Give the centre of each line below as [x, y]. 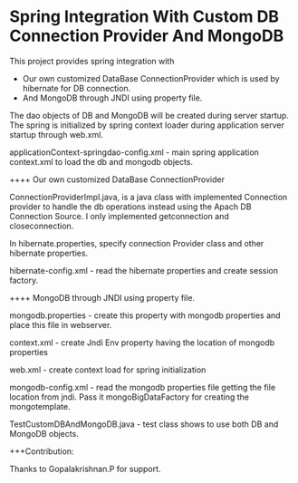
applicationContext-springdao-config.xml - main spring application [135, 152]
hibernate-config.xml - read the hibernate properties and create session [144, 270]
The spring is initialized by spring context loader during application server [147, 125]
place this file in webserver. [61, 324]
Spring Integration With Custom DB [144, 17]
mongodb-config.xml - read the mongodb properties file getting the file [143, 387]
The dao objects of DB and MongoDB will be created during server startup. [149, 115]
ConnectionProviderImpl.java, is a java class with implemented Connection [149, 197]
